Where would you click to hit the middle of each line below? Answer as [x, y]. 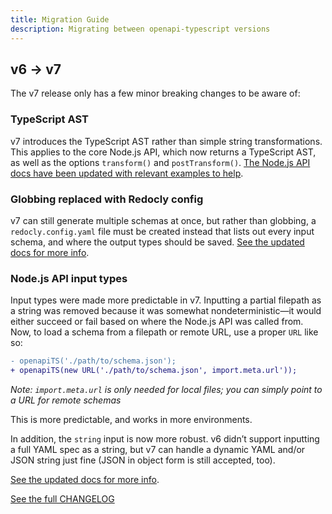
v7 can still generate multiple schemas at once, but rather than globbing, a [163, 220]
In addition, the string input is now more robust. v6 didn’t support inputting [165, 438]
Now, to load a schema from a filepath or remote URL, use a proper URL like [164, 332]
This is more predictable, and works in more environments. [131, 419]
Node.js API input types [69, 278]
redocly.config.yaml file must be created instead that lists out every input [162, 231]
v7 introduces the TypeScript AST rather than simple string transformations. [166, 141]
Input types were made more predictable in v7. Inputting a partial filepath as [166, 300]
